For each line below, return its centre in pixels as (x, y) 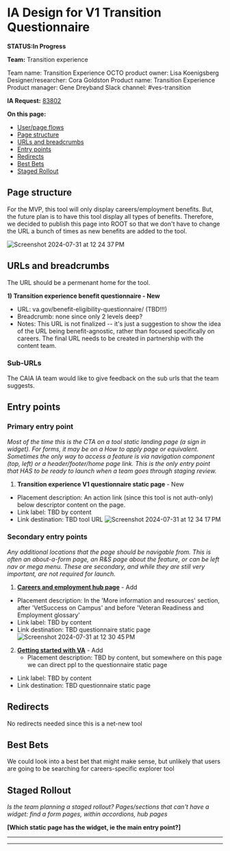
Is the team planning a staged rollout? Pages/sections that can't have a (108, 807)
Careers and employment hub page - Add (77, 587)
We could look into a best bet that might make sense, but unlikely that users (114, 761)
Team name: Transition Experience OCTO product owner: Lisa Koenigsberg (113, 73)
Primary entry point (40, 427)
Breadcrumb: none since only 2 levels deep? (80, 316)
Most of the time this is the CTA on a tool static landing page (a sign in (107, 441)
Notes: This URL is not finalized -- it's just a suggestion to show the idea (119, 323)
